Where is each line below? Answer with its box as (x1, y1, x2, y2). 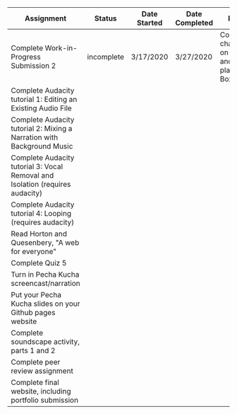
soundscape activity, (11, 337, 80, 346)
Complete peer (11, 357, 61, 367)
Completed (175, 18, 214, 28)
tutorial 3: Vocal (11, 162, 63, 171)
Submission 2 (11, 61, 56, 70)
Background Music (11, 142, 73, 151)
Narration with (11, 132, 59, 142)
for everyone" (11, 247, 56, 256)
